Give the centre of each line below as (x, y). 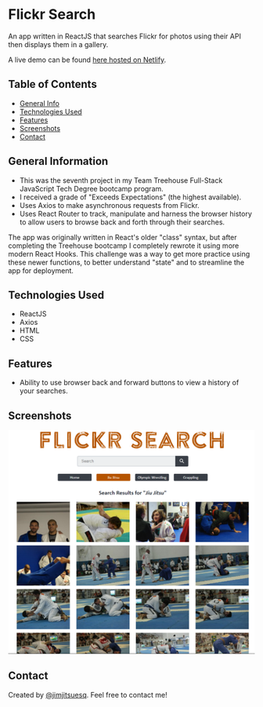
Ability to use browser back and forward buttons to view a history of (129, 383)
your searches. (43, 391)
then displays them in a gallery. (58, 44)
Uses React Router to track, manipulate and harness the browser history (136, 213)
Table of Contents (53, 84)
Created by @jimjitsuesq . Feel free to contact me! (88, 694)
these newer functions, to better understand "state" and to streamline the (126, 262)
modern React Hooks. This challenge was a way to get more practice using (129, 253)
